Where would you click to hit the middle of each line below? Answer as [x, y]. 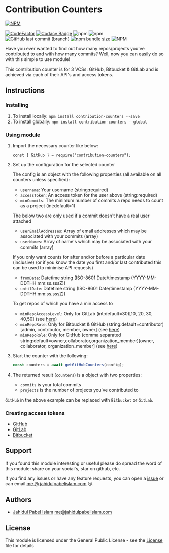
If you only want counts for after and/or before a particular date [79, 257]
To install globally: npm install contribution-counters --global [80, 121]
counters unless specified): [41, 179]
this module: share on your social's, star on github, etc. [63, 468]
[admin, [28, 329]
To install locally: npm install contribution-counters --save [76, 116]
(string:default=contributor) [135, 324]
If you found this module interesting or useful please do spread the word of [84, 463]
